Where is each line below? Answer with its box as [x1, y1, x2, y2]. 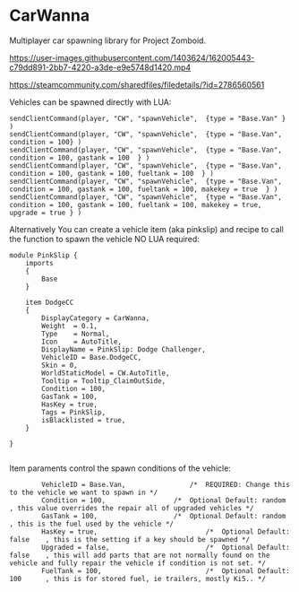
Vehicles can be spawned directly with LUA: [9, 96, 172, 108]
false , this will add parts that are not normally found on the [9, 551, 270, 560]
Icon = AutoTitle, [41, 337, 123, 346]
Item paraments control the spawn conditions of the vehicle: [9, 463, 231, 474]
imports [25, 258, 54, 267]
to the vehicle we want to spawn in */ [9, 488, 158, 497]
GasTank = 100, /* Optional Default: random [41, 511, 286, 520]
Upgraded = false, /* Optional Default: [41, 543, 291, 552]
